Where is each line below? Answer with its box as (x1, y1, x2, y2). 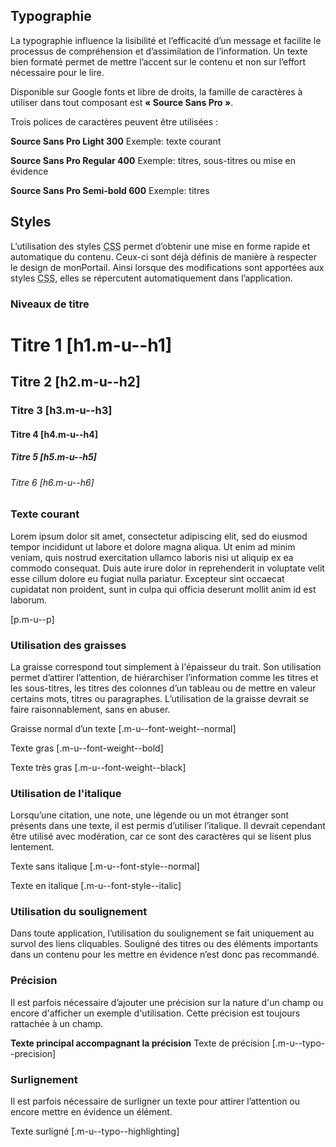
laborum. (10, 594, 48, 606)
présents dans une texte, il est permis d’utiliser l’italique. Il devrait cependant (10, 820, 326, 832)
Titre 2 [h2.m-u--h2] (10, 374, 141, 391)
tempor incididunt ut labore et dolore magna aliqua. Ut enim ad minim (10, 540, 296, 553)
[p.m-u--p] (10, 613, 55, 625)
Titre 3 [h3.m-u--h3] (10, 404, 113, 418)
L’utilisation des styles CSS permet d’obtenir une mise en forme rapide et (10, 240, 311, 252)
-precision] (10, 1047, 57, 1059)
